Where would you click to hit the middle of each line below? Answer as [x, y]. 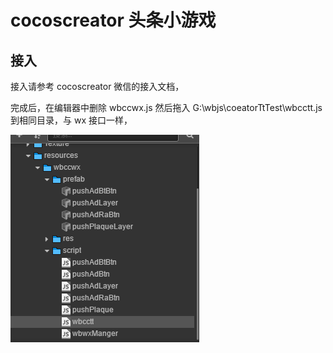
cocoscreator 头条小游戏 [113, 20]
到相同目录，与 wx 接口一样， [71, 120]
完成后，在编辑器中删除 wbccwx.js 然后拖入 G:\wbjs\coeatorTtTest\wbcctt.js [166, 107]
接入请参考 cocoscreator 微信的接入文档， [97, 86]
